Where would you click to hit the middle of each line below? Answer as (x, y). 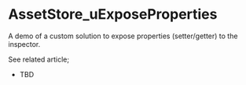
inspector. (24, 44)
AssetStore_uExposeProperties (113, 14)
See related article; (39, 59)
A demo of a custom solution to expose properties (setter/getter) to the (123, 36)
